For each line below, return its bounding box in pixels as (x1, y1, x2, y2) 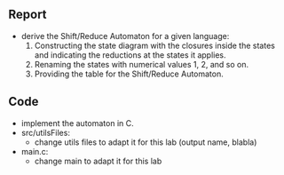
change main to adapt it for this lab (34, 155, 162, 166)
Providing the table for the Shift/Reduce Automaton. (34, 68, 224, 79)
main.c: (20, 146, 49, 156)
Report (8, 7, 47, 22)
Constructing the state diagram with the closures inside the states (34, 40, 276, 51)
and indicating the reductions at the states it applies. (34, 49, 227, 60)
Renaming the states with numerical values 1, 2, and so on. (34, 59, 249, 69)
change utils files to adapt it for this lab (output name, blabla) (34, 137, 257, 147)
